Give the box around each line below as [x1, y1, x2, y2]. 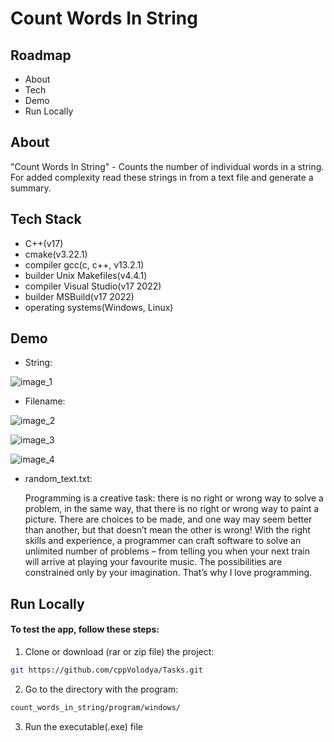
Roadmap [10, 47, 72, 64]
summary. [10, 182, 52, 194]
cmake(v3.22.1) [24, 248, 88, 260]
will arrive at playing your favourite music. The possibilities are [24, 556, 283, 568]
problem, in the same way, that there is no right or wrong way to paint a [24, 503, 320, 515]
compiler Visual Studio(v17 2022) [24, 280, 162, 292]
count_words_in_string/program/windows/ [10, 702, 182, 712]
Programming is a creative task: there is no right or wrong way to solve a [24, 492, 324, 504]
